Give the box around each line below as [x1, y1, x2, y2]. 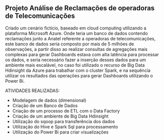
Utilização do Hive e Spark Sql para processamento [12, 124, 118, 130]
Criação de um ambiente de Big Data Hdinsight [12, 113, 109, 119]
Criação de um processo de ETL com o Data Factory [12, 108, 120, 114]
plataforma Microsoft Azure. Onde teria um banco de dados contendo [5, 30, 148, 36]
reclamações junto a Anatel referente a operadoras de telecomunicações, [5, 35, 156, 41]
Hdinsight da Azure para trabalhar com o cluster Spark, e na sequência [5, 67, 151, 73]
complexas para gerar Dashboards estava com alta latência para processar [5, 51, 159, 57]
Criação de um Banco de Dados [12, 102, 78, 109]
